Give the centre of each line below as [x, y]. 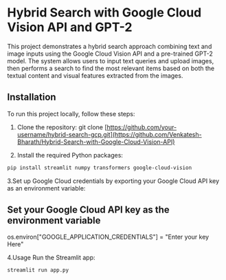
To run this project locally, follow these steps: [71, 114]
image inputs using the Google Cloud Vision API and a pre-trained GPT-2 [110, 54]
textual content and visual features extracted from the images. [95, 75]
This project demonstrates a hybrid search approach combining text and [110, 46]
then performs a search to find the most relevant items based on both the [111, 68]
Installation [32, 97]
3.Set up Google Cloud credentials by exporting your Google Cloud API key [113, 181]
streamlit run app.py [38, 270]
